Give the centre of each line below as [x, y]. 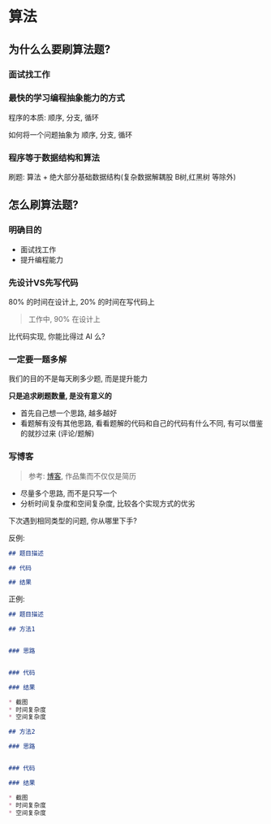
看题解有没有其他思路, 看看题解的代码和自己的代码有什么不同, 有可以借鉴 [142, 423]
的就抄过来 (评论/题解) [57, 434]
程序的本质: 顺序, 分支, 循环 [54, 117]
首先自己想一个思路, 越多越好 [69, 413]
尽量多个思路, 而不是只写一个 [69, 493]
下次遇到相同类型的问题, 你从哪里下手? [73, 520]
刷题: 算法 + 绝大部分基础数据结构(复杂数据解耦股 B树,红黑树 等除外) [123, 177]
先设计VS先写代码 [43, 283]
